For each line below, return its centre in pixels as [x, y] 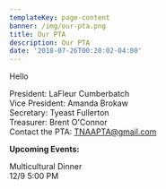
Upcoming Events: [44, 150]
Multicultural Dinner [46, 167]
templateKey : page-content [60, 17]
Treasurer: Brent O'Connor [58, 123]
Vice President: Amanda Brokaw [69, 103]
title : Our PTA [38, 34]
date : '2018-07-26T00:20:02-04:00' [76, 51]
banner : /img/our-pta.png [57, 26]
